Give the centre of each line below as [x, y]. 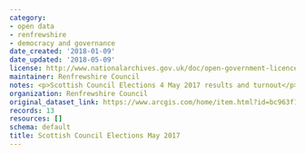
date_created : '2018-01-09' [63, 52]
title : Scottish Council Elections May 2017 [95, 136]
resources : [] [36, 119]
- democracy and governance [63, 43]
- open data [32, 26]
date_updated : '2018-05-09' [63, 60]
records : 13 [32, 111]
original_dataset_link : [54, 102]
